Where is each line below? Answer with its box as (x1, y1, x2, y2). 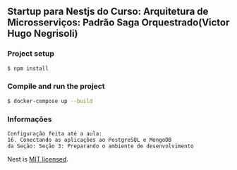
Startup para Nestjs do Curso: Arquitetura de (7, 6, 209, 18)
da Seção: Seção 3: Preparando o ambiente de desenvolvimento (7, 142, 194, 150)
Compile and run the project (7, 81, 105, 91)
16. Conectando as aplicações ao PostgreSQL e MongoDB (7, 137, 172, 144)
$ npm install (7, 65, 49, 72)
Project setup (7, 49, 54, 59)
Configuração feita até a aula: (7, 130, 102, 138)
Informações (7, 114, 52, 124)
